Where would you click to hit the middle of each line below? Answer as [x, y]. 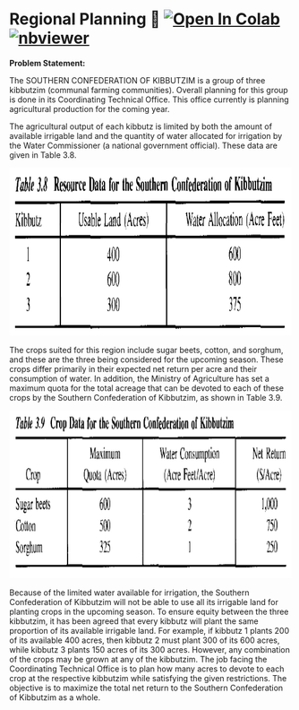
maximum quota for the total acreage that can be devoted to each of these [147, 388]
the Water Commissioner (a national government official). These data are [143, 145]
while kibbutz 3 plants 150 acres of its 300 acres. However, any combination [150, 649]
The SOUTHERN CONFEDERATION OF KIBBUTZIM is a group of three [137, 80]
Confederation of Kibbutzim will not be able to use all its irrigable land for [144, 602]
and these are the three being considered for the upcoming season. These [146, 359]
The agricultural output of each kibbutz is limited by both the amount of [141, 126]
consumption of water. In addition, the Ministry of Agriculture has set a [140, 378]
